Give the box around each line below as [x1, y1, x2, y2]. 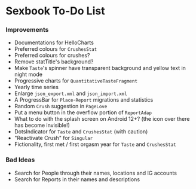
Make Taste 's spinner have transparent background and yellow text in [14, 65, 186, 72]
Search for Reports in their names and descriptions [14, 175, 140, 183]
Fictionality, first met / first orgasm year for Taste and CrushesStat [14, 141, 177, 148]
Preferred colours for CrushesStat [14, 45, 97, 53]
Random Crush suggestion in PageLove [14, 103, 108, 110]
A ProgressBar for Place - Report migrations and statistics [14, 96, 154, 103]
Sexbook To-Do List [5, 4, 105, 18]
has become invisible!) [14, 121, 70, 129]
